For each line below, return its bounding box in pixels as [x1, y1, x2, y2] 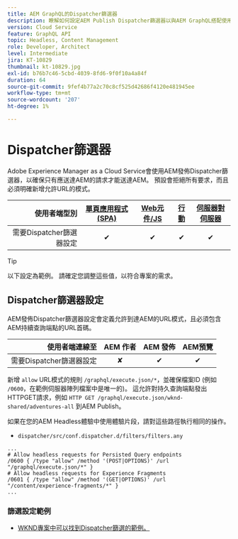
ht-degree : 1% [7, 103, 50, 110]
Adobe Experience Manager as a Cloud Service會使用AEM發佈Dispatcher [7, 166, 222, 175]
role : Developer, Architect [7, 43, 91, 50]
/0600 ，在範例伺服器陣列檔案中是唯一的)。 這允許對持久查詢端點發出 [7, 384, 208, 393]
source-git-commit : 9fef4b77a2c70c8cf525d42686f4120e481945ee [7, 83, 195, 90]
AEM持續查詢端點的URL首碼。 [7, 323, 96, 332]
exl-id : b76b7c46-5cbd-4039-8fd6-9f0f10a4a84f [7, 70, 147, 77]
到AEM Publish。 [75, 402, 125, 410]
